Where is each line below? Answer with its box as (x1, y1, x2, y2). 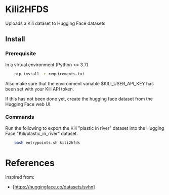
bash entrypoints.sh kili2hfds (14, 140, 80, 145)
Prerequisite (5, 50, 36, 57)
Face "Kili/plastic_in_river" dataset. (5, 130, 78, 136)
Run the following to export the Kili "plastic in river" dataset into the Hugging (5, 125, 164, 131)
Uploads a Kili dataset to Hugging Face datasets (5, 20, 106, 26)
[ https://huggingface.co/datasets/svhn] (12, 183, 95, 190)
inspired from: (5, 174, 34, 180)
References (5, 157, 55, 169)
